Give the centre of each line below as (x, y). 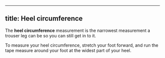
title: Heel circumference (44, 18)
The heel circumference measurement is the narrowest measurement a (78, 30)
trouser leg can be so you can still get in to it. (51, 35)
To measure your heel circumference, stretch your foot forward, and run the (82, 45)
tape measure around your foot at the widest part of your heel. (68, 50)
